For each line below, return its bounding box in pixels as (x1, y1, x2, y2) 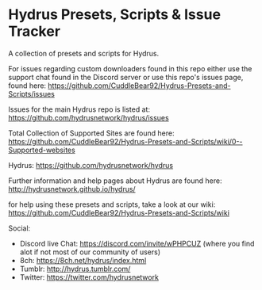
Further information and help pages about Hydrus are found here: (8, 176, 222, 185)
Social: (8, 223, 31, 233)
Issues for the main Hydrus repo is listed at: (8, 105, 151, 114)
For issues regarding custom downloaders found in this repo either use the (8, 63, 252, 73)
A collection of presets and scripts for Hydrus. (8, 48, 160, 58)
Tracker (8, 22, 61, 40)
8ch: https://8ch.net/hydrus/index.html (19, 255, 147, 265)
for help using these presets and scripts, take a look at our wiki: (8, 200, 216, 209)
